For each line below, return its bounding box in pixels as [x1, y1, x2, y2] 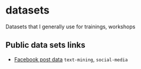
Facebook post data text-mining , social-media [14, 55, 128, 63]
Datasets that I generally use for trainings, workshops [5, 23, 136, 30]
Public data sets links [5, 40, 86, 50]
